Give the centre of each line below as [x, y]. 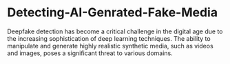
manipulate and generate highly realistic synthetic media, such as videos [110, 46]
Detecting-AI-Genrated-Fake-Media [113, 13]
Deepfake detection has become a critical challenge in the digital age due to [115, 31]
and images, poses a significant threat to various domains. [90, 53]
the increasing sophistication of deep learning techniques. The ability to [109, 38]
